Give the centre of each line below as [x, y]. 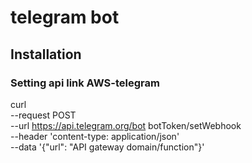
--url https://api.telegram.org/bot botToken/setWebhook [126, 125]
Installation [46, 54]
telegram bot [65, 17]
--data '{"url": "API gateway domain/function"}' [107, 147]
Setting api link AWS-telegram [85, 83]
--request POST [43, 115]
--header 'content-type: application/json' [95, 136]
